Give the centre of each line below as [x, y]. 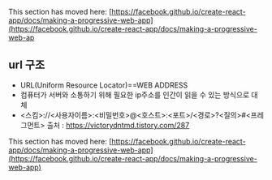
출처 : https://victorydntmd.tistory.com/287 [118, 125]
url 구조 [27, 65]
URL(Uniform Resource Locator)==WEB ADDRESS [104, 85]
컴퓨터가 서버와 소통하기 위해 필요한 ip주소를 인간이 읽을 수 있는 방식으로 [135, 94]
